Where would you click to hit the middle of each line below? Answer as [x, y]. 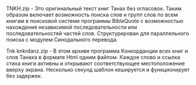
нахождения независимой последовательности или [72, 27]
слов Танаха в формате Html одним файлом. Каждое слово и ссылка [93, 57]
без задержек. [24, 76]
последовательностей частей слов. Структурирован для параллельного [98, 33]
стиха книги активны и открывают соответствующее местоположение [96, 63]
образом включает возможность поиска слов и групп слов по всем [92, 15]
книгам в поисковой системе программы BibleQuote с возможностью [95, 21]
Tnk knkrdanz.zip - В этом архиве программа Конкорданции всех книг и [97, 51]
